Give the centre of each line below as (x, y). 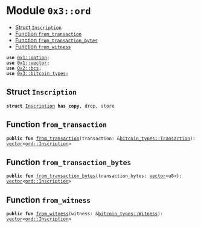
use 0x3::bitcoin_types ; (37, 73)
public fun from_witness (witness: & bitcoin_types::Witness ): (85, 214)
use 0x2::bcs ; (24, 68)
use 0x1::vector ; (28, 63)
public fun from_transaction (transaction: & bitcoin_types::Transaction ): (101, 138)
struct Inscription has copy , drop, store (60, 106)
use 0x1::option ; (28, 57)
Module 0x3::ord (49, 11)
